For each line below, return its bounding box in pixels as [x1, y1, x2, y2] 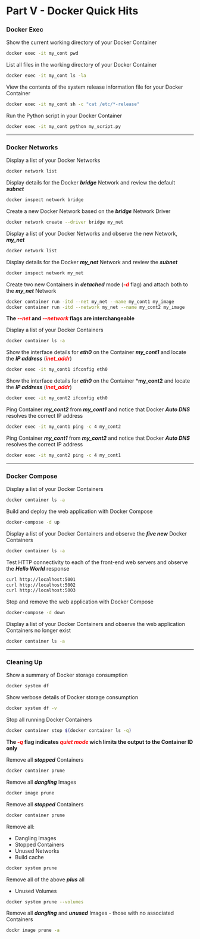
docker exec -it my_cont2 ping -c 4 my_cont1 [6, 452, 121, 458]
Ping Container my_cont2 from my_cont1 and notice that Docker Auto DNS [6, 406, 190, 413]
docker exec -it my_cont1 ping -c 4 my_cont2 [6, 424, 121, 430]
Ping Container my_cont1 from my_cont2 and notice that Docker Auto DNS [6, 434, 190, 442]
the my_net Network [6, 287, 57, 294]
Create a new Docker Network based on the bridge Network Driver [6, 208, 171, 215]
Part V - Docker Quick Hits [6, 4, 139, 18]
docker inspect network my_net [6, 270, 84, 276]
